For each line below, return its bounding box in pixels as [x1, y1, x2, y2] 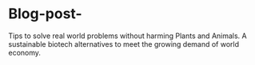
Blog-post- [8, 5, 82, 23]
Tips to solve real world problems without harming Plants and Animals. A [8, 31, 247, 40]
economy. [8, 48, 42, 57]
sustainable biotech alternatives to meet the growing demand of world [8, 39, 240, 48]
